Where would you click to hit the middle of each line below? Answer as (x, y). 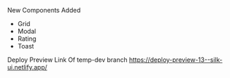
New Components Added (44, 10)
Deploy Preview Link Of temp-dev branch (68, 60)
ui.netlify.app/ (28, 67)
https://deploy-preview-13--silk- (176, 60)
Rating (27, 39)
